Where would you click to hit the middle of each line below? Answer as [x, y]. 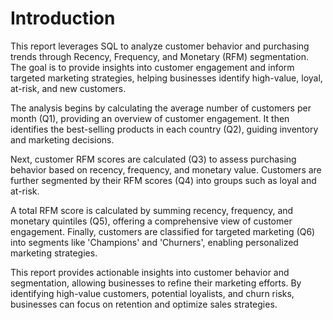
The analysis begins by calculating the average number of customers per [161, 108]
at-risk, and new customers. [68, 88]
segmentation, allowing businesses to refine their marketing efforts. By [156, 283]
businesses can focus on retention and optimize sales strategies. [144, 304]
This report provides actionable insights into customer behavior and [150, 272]
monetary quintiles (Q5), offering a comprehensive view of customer [151, 221]
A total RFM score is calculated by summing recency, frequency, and [152, 210]
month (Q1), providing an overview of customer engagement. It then [150, 118]
